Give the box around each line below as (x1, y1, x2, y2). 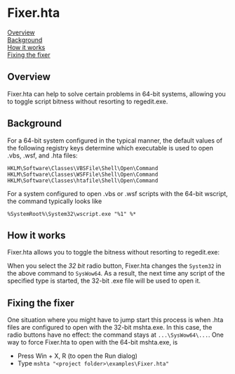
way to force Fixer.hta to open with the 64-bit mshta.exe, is (7, 338, 178, 347)
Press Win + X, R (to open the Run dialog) (17, 352, 138, 360)
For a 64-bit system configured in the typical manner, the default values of (7, 136, 223, 145)
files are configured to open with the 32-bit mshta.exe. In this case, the (7, 323, 213, 332)
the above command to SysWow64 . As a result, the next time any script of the (7, 269, 225, 278)
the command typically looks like (7, 197, 102, 205)
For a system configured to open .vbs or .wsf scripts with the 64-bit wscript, (7, 189, 228, 198)
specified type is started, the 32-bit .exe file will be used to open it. (7, 276, 201, 285)
